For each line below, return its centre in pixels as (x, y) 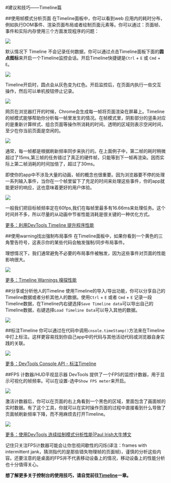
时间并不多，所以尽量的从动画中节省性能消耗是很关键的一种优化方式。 (79, 214)
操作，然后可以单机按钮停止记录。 (41, 91)
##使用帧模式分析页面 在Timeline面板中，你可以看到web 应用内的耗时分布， (85, 18)
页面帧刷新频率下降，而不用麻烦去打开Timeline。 (57, 414)
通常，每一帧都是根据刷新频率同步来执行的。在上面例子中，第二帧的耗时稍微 (85, 151)
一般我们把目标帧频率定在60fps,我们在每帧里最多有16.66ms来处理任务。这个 (85, 208)
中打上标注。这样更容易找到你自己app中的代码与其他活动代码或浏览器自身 (83, 337)
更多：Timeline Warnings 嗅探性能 (41, 280)
